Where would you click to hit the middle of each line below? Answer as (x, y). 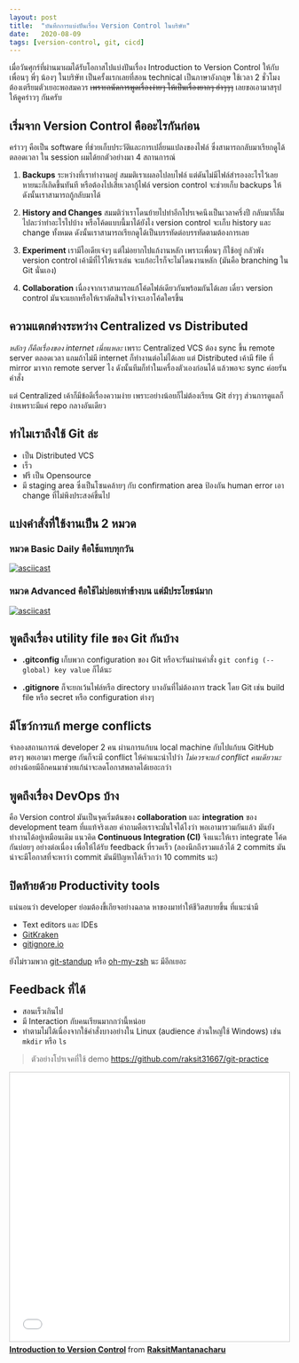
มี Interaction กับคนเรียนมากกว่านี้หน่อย (84, 1020)
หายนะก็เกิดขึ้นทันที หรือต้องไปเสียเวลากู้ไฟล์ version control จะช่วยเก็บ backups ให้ (152, 185)
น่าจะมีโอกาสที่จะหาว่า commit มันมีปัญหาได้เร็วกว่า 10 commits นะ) (114, 857)
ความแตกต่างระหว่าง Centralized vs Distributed (129, 326)
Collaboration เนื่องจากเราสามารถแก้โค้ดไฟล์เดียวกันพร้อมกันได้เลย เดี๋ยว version (147, 288)
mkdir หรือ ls (44, 1041)
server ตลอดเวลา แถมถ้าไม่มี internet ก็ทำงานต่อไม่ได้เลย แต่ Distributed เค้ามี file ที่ (142, 358)
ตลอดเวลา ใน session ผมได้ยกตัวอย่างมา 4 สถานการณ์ (92, 157)
